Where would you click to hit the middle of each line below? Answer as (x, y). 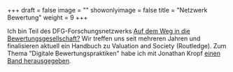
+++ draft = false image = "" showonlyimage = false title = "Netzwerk (107, 10)
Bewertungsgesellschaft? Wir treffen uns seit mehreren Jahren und (104, 38)
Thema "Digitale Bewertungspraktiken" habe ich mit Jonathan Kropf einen (114, 53)
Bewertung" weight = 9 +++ (48, 17)
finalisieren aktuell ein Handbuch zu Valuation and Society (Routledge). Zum (117, 46)
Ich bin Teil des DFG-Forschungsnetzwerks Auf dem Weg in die (99, 31)
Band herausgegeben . (39, 61)
